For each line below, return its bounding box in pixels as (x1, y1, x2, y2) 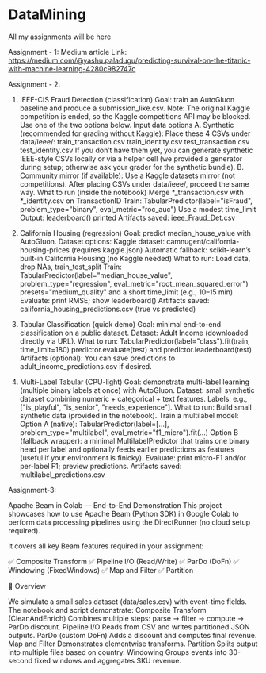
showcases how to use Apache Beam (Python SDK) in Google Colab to (8, 509, 239, 518)
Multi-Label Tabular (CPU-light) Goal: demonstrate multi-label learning (19, 377, 250, 386)
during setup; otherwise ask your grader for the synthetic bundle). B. (19, 162, 244, 171)
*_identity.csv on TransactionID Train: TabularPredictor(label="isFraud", (19, 196, 253, 206)
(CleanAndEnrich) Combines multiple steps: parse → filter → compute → (8, 613, 245, 623)
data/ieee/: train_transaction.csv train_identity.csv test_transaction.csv (19, 137, 250, 146)
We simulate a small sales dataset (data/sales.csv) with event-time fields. (8, 597, 247, 606)
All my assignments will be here (8, 32, 112, 41)
